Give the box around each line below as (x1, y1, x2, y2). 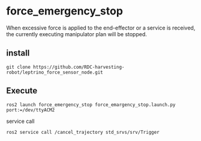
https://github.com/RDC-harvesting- (32, 64, 125, 70)
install (6, 48, 30, 58)
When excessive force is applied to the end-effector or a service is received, (6, 24, 196, 31)
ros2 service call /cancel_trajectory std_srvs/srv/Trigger (6, 129, 160, 135)
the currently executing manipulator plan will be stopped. (6, 30, 147, 37)
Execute (6, 86, 38, 96)
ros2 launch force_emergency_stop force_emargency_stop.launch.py (6, 101, 176, 108)
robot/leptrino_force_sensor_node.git (6, 69, 103, 75)
